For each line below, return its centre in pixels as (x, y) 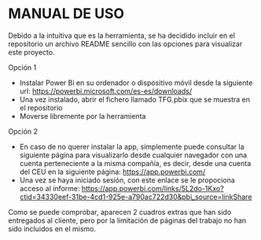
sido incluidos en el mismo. (52, 228)
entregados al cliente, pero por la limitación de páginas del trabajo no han (127, 220)
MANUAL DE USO (66, 14)
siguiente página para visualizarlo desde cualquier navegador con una (133, 155)
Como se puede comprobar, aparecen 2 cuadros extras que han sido (120, 212)
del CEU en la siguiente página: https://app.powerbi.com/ (112, 172)
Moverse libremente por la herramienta (83, 116)
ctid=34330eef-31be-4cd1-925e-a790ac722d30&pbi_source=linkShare (136, 197)
